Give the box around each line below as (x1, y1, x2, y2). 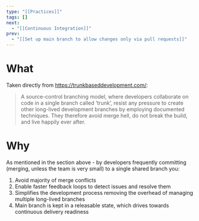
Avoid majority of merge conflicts (14, 176, 96, 184)
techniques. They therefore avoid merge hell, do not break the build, (20, 112, 188, 119)
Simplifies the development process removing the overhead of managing (14, 189, 193, 196)
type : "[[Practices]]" (6, 8, 62, 15)
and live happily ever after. (20, 118, 86, 125)
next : (6, 20, 20, 26)
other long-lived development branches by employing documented (20, 105, 185, 113)
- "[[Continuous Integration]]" (11, 25, 92, 31)
